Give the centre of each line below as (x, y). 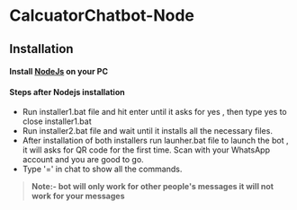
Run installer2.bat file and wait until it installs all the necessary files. (147, 131)
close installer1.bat (57, 121)
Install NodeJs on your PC (59, 72)
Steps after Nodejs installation (67, 92)
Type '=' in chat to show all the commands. (102, 169)
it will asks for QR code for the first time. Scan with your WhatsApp (146, 150)
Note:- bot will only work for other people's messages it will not (153, 187)
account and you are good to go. (83, 160)
